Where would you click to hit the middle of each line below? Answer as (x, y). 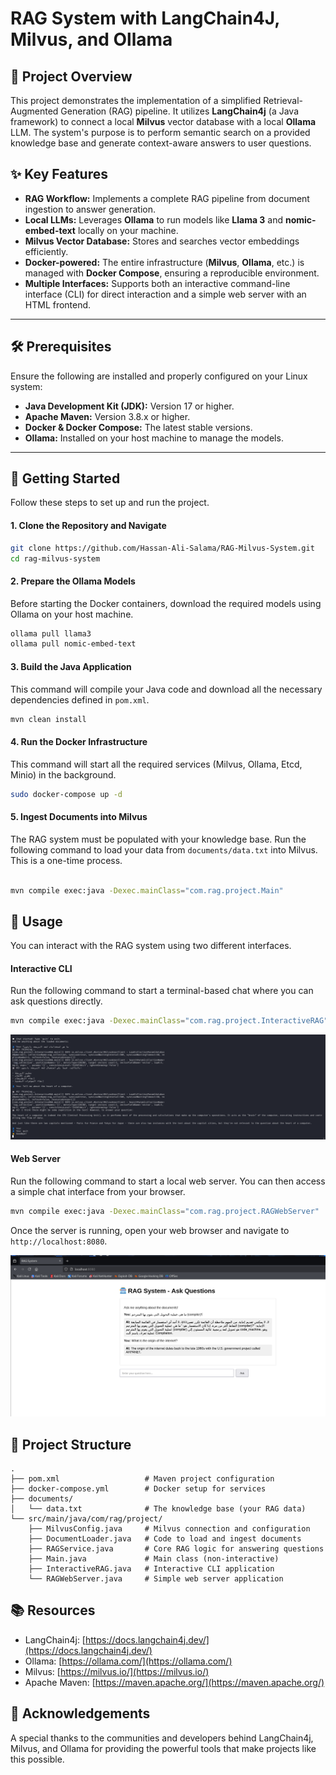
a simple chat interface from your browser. (98, 1191)
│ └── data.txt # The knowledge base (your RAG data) (158, 1508)
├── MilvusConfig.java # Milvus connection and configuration (169, 1528)
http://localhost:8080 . (59, 1241)
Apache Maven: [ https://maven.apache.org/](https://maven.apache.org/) (174, 1682)
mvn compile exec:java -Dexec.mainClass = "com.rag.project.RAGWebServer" (165, 1211)
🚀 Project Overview (71, 76)
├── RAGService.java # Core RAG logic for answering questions (176, 1548)
